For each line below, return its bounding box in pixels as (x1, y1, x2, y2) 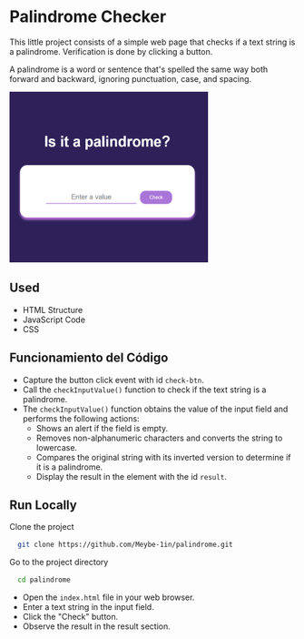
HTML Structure (22, 304, 83, 315)
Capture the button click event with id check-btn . (22, 374, 204, 385)
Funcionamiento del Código (9, 350, 169, 366)
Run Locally (9, 497, 77, 512)
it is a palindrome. (35, 461, 103, 472)
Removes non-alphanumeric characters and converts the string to (35, 432, 283, 443)
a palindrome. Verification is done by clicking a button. (9, 46, 213, 56)
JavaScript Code (22, 314, 86, 325)
